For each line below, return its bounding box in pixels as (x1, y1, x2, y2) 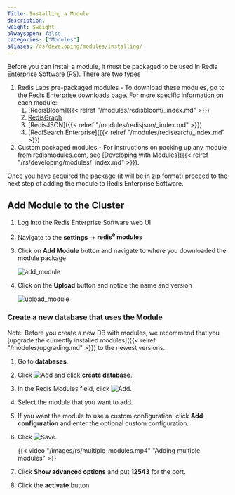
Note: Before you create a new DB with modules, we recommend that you (7, 328, 220, 337)
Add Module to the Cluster (7, 200, 125, 212)
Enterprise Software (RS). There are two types (7, 70, 141, 78)
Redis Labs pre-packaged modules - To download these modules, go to (17, 84, 225, 91)
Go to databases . (17, 356, 69, 366)
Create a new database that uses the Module (7, 312, 163, 322)
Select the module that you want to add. (17, 398, 133, 406)
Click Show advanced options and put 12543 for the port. (17, 467, 186, 475)
